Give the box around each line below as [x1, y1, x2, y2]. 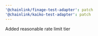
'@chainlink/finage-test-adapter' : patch [5, 7, 93, 12]
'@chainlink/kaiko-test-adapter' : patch [5, 12, 91, 17]
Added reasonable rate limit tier [5, 25, 70, 31]
